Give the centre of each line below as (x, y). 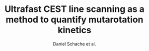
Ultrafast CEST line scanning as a (74, 9)
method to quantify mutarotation (74, 20)
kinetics (74, 30)
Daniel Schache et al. (74, 44)
